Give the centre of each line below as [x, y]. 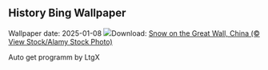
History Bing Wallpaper [67, 13]
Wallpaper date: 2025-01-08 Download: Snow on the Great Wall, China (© [134, 33]
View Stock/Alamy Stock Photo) [61, 41]
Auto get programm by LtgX [54, 57]
